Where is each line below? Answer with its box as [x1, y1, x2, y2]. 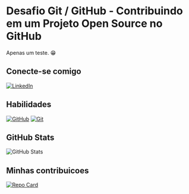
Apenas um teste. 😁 [6, 49, 56, 56]
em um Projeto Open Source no [6, 17, 163, 30]
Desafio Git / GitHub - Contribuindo [6, 4, 183, 18]
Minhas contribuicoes [6, 165, 89, 176]
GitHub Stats [6, 132, 55, 142]
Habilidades [6, 99, 52, 109]
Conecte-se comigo [6, 67, 81, 77]
